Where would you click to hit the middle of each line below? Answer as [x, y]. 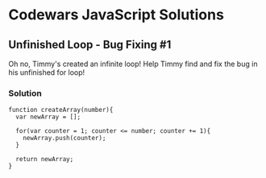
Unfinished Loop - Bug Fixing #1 [90, 45]
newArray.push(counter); [64, 139]
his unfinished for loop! [47, 72]
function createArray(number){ [61, 110]
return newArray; [45, 159]
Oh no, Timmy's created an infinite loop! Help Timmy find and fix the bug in [133, 64]
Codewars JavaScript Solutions [116, 15]
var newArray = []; [48, 117]
